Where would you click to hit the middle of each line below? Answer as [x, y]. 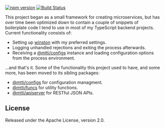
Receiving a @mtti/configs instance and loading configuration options [83, 53]
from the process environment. [44, 58]
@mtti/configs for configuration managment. [57, 82]
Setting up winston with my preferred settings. [59, 42]
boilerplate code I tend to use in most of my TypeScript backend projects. [80, 28]
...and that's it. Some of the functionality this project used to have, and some [82, 67]
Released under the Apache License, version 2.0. [55, 120]
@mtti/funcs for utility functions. [45, 88]
